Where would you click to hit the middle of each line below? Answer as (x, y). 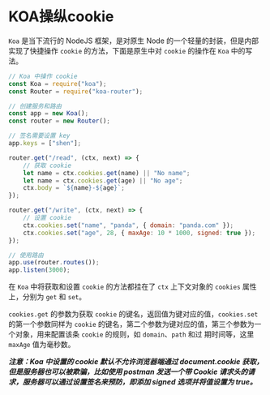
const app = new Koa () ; (49, 114)
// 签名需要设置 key (39, 136)
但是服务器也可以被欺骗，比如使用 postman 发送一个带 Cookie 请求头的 (128, 372)
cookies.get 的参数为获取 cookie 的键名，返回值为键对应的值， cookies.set (133, 314)
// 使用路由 (26, 255)
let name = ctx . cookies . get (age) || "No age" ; (103, 180)
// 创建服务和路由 (35, 106)
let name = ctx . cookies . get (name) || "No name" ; (107, 173)
